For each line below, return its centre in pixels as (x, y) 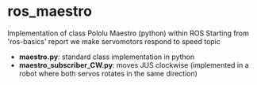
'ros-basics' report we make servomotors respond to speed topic (114, 41)
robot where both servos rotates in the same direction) (108, 73)
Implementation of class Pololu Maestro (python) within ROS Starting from (128, 33)
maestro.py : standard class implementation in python (107, 57)
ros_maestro (50, 11)
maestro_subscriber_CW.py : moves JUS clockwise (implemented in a (134, 65)
